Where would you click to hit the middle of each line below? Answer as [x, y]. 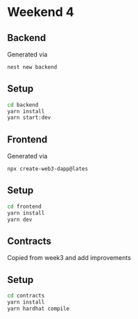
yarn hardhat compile [38, 309]
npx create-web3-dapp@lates [48, 169]
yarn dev [20, 220]
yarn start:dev [29, 118]
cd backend [23, 105]
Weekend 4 [41, 12]
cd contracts [26, 296]
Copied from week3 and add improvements [69, 258]
